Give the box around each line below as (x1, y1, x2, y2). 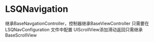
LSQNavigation (5, 3, 68, 15)
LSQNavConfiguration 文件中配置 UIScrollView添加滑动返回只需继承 (5, 26, 143, 33)
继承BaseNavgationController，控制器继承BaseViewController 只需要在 (5, 20, 149, 26)
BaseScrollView (5, 32, 37, 38)
